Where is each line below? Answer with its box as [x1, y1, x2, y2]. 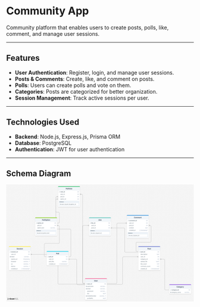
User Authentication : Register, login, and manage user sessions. [14, 69, 174, 76]
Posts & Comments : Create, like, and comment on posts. [14, 75, 155, 82]
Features [6, 53, 40, 63]
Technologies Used [6, 117, 79, 128]
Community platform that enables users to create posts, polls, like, [6, 24, 169, 31]
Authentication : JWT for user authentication [14, 145, 125, 153]
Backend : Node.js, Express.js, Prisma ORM [14, 133, 121, 140]
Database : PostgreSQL [14, 139, 72, 147]
